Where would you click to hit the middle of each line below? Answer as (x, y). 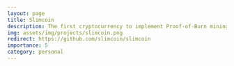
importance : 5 (28, 45)
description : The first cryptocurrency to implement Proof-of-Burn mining (118, 26)
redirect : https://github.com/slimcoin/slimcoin (79, 39)
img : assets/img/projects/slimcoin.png (65, 33)
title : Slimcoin (31, 20)
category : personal (36, 52)
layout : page (26, 13)
